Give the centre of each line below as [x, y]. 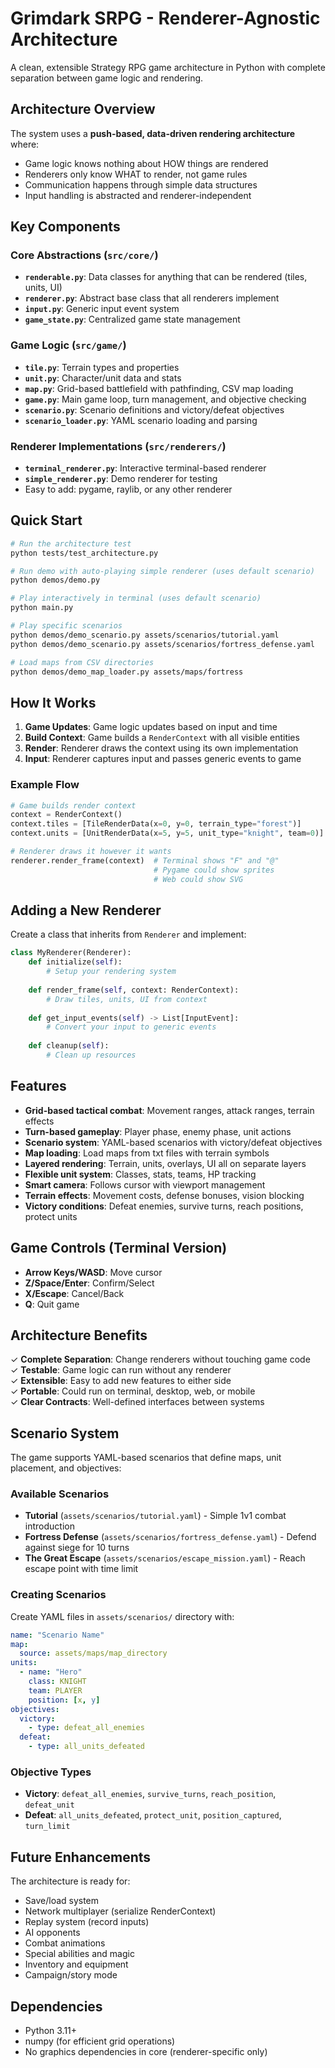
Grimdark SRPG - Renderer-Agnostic [165, 18]
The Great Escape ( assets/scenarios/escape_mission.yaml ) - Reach [165, 1558]
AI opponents [52, 1933]
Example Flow [45, 785]
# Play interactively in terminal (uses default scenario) [136, 598]
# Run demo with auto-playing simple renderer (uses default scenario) [162, 571]
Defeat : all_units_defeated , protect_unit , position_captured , [153, 1815]
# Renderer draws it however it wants [91, 852]
